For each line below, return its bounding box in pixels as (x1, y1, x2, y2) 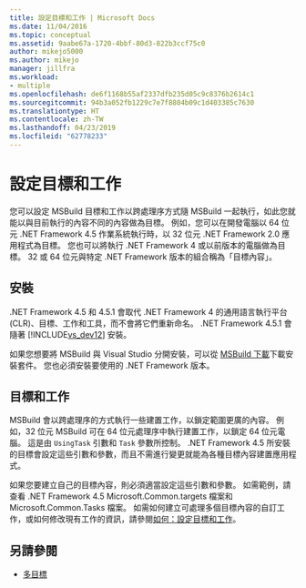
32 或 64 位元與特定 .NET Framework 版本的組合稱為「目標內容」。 (26, 251, 278, 262)
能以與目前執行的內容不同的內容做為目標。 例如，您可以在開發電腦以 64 (9, 217, 280, 228)
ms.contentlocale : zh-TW (9, 115, 104, 124)
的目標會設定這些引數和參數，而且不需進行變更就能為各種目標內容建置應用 (9, 449, 289, 460)
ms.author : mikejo (9, 56, 79, 65)
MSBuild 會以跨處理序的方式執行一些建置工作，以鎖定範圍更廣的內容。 (9, 415, 275, 426)
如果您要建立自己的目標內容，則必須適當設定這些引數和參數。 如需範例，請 (9, 480, 291, 491)
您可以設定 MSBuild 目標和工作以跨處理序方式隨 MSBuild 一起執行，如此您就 (9, 206, 296, 217)
